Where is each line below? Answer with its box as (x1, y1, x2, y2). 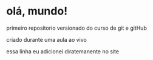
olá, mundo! (6, 4, 68, 18)
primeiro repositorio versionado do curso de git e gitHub (6, 24, 147, 32)
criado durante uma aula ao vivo (6, 36, 87, 43)
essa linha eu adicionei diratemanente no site (6, 47, 120, 55)
